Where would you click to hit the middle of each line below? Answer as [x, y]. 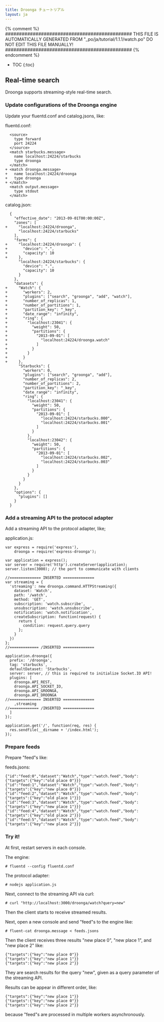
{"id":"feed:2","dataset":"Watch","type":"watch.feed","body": [72, 794]
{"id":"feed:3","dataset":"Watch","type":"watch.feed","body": [72, 803]
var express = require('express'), [42, 547]
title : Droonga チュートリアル [35, 10]
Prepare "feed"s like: [27, 758]
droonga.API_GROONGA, [36, 691]
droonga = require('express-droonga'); [55, 552]
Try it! [12, 837]
